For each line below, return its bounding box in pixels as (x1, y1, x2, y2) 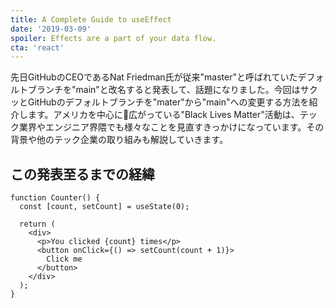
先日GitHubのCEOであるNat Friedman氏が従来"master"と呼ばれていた (10, 71, 298, 83)
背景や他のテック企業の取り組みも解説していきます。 (10, 134, 229, 146)
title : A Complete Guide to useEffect (10, 14, 172, 25)
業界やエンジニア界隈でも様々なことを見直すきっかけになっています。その (18, 121, 325, 133)
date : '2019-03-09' (10, 24, 92, 34)
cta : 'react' (10, 42, 65, 53)
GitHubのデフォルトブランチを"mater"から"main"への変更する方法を (27, 96, 310, 108)
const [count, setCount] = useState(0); (19, 202, 190, 212)
